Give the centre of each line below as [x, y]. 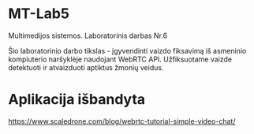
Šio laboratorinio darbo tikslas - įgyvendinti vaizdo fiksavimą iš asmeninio [127, 50]
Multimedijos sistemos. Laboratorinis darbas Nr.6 [88, 35]
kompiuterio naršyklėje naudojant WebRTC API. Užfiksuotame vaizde [120, 59]
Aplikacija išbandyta [77, 100]
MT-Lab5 [39, 14]
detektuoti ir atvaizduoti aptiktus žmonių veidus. [86, 67]
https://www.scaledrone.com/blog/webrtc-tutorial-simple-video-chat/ [122, 121]
